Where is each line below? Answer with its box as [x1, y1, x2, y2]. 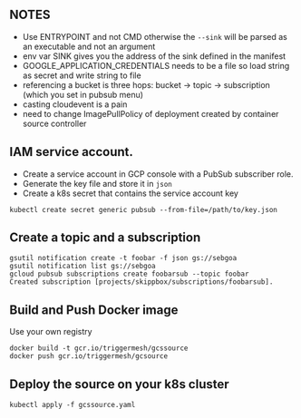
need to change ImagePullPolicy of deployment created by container [22, 108, 279, 119]
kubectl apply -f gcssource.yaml [9, 401, 136, 410]
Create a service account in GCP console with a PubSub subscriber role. [22, 168, 294, 180]
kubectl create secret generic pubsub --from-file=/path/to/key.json [9, 205, 278, 214]
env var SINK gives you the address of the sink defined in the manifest [22, 50, 286, 62]
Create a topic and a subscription [9, 230, 201, 246]
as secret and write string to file [22, 70, 142, 81]
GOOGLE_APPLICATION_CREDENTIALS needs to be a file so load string [22, 60, 290, 71]
